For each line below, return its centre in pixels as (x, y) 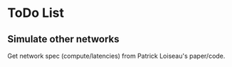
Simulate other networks (63, 39)
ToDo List (36, 13)
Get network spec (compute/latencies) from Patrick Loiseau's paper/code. (116, 56)
